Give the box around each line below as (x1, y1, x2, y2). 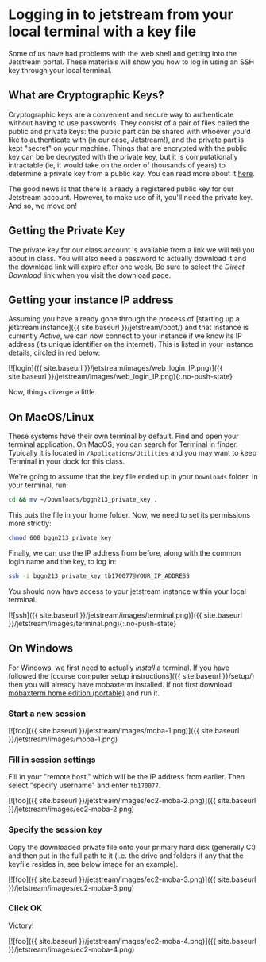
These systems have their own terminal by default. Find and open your (8, 431, 240, 441)
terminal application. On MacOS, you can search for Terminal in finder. (8, 440, 238, 449)
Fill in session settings (8, 754, 96, 765)
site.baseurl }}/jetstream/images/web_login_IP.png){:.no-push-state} (8, 371, 233, 382)
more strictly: (8, 518, 52, 529)
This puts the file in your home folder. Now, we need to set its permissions (8, 510, 251, 520)
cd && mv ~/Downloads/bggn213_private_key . (8, 496, 158, 504)
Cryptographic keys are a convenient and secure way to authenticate (8, 110, 234, 119)
